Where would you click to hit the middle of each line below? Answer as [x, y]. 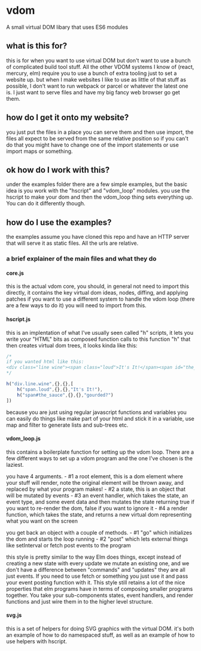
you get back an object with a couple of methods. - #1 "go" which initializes [99, 532]
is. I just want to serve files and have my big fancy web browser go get [93, 92]
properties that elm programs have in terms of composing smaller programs [100, 589]
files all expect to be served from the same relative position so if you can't [97, 138]
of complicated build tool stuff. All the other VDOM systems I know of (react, [100, 67]
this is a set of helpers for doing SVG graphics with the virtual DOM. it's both [100, 628]
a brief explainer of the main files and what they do [81, 259]
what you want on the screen [42, 521]
